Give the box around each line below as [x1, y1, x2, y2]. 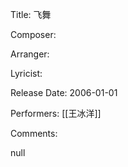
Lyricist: [10, 68, 43, 79]
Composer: [10, 29, 57, 40]
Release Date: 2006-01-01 [10, 87, 118, 98]
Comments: [10, 128, 58, 139]
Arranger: [10, 48, 50, 60]
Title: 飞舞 [10, 9, 52, 20]
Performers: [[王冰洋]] [10, 108, 102, 119]
